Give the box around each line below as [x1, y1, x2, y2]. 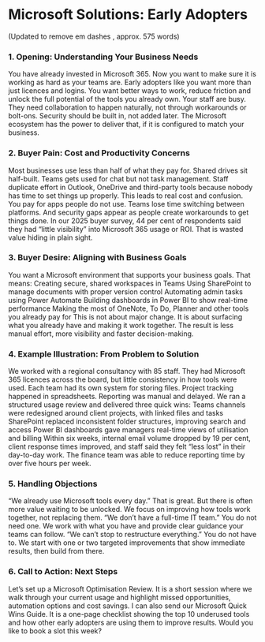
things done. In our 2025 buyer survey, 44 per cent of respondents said [8, 215, 241, 226]
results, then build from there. [8, 547, 105, 556]
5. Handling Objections [8, 479, 98, 490]
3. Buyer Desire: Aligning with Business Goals [8, 252, 187, 263]
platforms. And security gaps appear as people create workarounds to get [8, 207, 249, 217]
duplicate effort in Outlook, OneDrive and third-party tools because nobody [8, 182, 253, 192]
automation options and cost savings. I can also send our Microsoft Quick [8, 601, 247, 610]
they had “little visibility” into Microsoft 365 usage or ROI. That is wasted [8, 224, 244, 233]
